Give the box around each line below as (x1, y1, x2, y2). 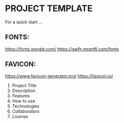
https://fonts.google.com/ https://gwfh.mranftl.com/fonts (5, 46, 119, 52)
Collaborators (12, 108, 40, 114)
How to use (12, 98, 35, 104)
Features (12, 93, 30, 99)
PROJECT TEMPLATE (5, 3, 93, 14)
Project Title (12, 82, 36, 88)
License (12, 113, 28, 119)
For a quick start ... (5, 19, 43, 25)
